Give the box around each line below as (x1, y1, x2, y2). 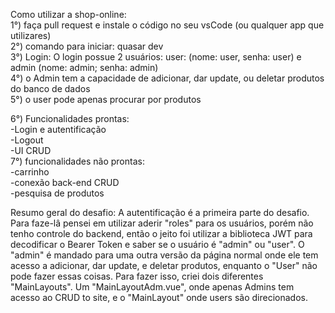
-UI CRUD (10, 145, 52, 156)
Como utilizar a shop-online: (10, 9, 127, 20)
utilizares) (10, 30, 52, 41)
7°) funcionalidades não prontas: (10, 155, 145, 167)
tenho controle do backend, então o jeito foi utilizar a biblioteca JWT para (10, 228, 313, 239)
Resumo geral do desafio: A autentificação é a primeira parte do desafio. (10, 207, 310, 218)
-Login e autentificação (10, 124, 107, 135)
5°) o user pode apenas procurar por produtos (10, 94, 202, 105)
